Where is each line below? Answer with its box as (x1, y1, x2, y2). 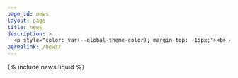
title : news (7, 23, 42, 30)
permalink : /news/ (7, 43, 62, 50)
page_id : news (7, 10, 50, 18)
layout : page (7, 17, 46, 24)
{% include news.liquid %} (7, 63, 85, 71)
